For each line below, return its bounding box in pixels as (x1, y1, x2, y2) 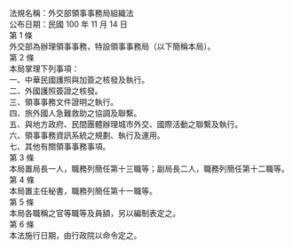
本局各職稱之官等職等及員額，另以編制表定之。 (9, 208, 180, 218)
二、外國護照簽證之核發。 (9, 85, 103, 96)
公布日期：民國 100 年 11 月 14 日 (9, 19, 129, 29)
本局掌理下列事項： (9, 63, 80, 74)
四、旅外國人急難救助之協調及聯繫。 (9, 108, 142, 118)
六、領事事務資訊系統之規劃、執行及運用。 (9, 130, 165, 141)
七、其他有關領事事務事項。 (9, 141, 111, 151)
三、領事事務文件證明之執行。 (9, 97, 118, 107)
